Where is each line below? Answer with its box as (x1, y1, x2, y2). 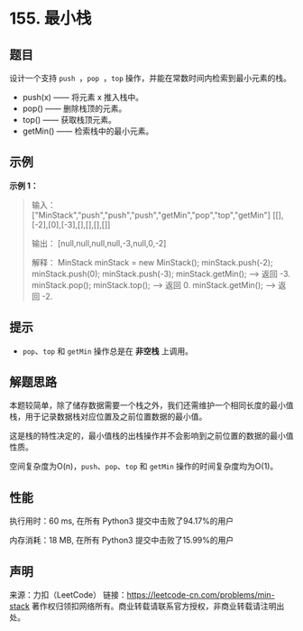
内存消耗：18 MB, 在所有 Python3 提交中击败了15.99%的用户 (9, 534, 234, 546)
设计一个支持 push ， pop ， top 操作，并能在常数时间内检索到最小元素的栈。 (9, 73, 291, 83)
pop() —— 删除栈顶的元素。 (22, 103, 127, 114)
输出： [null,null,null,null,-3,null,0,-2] (31, 237, 167, 248)
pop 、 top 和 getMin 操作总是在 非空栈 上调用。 (22, 345, 194, 357)
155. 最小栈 (9, 8, 92, 29)
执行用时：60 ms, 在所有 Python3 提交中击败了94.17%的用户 (9, 515, 234, 526)
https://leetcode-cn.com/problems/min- (126, 589, 275, 600)
